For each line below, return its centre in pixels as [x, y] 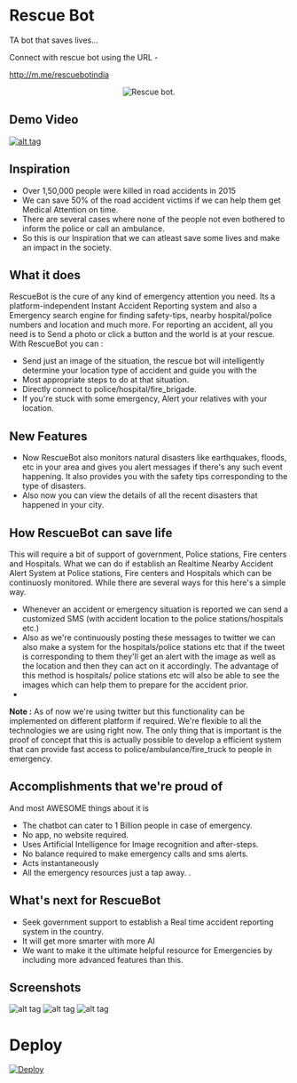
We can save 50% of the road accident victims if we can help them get [151, 200]
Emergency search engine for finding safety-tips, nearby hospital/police [141, 316]
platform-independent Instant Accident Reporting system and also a [133, 306]
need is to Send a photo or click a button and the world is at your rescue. [142, 334]
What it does [45, 275]
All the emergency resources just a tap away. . [106, 872]
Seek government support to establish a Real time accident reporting [148, 922]
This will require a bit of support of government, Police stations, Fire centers [148, 554]
